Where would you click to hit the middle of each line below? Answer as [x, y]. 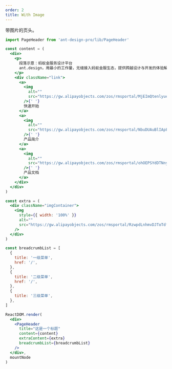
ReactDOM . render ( [24, 314]
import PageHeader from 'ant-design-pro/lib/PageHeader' [67, 40]
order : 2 [15, 10]
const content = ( [25, 49]
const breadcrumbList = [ [33, 248]
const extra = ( [23, 201]
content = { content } [38, 334]
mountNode [20, 357]
